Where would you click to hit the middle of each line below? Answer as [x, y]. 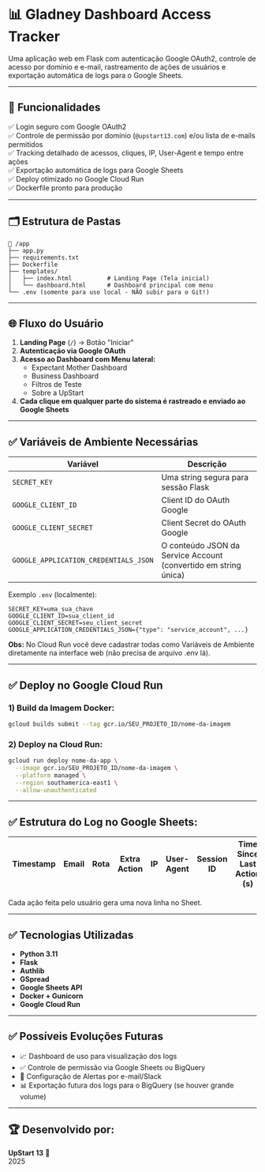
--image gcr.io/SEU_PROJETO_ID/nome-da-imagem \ [97, 768]
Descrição [207, 464]
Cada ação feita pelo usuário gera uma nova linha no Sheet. [105, 903]
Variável [82, 464]
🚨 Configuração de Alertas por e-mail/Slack [90, 1076]
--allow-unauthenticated [56, 790]
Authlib [32, 971]
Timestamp [34, 864]
